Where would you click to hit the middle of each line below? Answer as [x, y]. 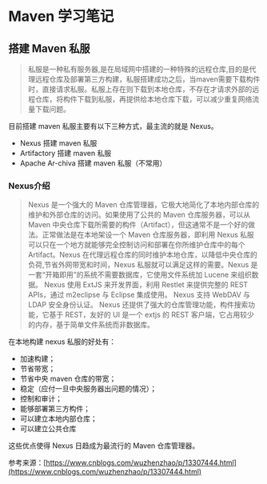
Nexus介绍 [29, 186]
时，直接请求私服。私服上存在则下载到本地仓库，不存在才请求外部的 [140, 89]
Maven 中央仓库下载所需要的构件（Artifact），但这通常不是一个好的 [138, 225]
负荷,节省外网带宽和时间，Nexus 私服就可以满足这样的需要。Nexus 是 [143, 265]
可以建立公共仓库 [48, 429]
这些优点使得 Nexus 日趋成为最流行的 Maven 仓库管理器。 [104, 446]
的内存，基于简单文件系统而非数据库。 [91, 325]
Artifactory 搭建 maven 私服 [66, 153]
